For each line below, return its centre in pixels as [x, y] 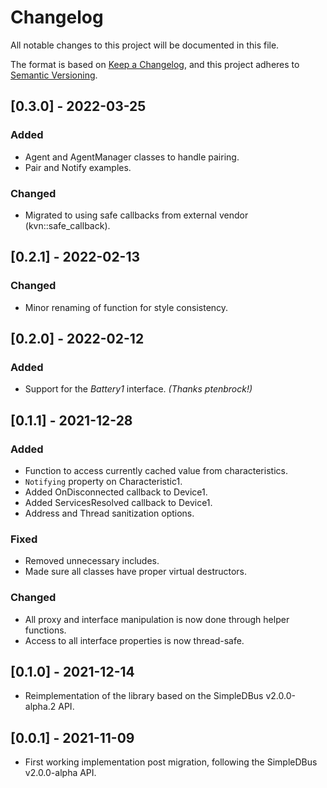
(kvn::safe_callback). [67, 225]
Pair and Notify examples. [78, 167]
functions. [45, 630]
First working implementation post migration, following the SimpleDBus [171, 762]
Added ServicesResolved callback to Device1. [118, 502]
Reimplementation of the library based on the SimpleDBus [144, 696]
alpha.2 [40, 707]
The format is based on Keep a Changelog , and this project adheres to [155, 64]
